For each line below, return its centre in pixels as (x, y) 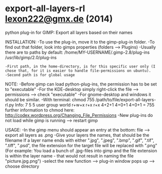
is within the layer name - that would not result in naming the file (69, 156)
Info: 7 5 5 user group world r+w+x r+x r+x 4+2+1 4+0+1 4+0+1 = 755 (85, 105)
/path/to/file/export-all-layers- (126, 99)
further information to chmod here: (40, 110)
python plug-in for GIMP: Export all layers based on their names (69, 32)
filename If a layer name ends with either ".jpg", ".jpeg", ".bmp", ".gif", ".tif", (80, 140)
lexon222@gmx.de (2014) (59, 19)
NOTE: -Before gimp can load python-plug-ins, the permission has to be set (81, 84)
